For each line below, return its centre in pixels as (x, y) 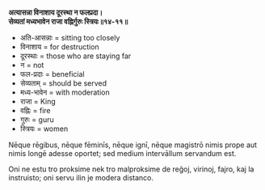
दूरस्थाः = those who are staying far (76, 56)
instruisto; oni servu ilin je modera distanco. (81, 177)
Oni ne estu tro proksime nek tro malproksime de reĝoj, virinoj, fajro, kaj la (131, 169)
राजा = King (38, 101)
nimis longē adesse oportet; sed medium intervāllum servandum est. (122, 153)
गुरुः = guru (37, 120)
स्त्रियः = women (44, 129)
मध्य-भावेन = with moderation (65, 92)
